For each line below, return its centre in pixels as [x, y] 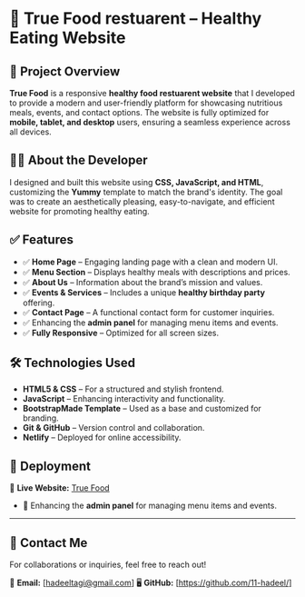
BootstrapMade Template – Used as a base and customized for [142, 409]
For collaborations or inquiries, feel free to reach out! [108, 565]
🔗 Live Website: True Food [60, 488]
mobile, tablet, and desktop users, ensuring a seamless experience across [150, 122]
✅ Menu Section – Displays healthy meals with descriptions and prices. [156, 272]
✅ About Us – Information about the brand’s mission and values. [143, 282]
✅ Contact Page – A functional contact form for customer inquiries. [148, 312]
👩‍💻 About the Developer [79, 160]
